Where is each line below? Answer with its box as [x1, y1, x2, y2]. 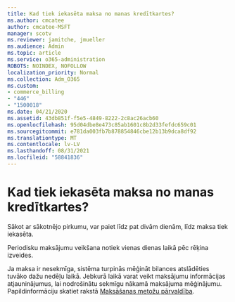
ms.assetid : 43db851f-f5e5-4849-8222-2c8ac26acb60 [7, 114, 159, 122]
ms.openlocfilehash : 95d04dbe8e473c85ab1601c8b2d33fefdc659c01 [7, 121, 197, 129]
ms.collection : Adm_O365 [7, 75, 80, 83]
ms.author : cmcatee [7, 17, 65, 24]
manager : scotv [7, 29, 52, 37]
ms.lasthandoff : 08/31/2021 [7, 147, 90, 155]
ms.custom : [7, 82, 39, 89]
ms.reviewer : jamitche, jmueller [7, 37, 106, 44]
